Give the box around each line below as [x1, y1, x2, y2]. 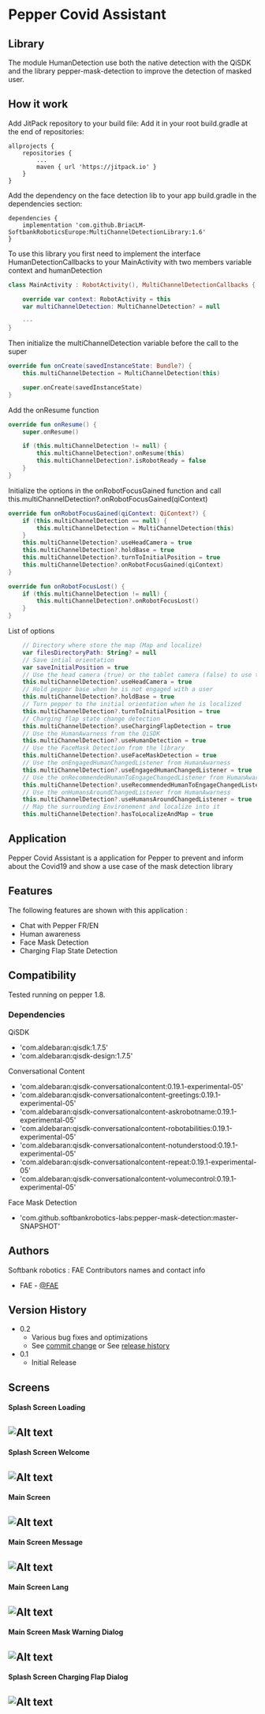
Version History [8, 1303, 87, 1317]
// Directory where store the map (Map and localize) [22, 641, 203, 649]
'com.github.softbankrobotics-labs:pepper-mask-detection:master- [19, 1212, 239, 1222]
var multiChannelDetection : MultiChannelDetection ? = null [22, 303, 221, 310]
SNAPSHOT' [19, 1221, 61, 1231]
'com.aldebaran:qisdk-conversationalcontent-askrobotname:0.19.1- [19, 1107, 237, 1116]
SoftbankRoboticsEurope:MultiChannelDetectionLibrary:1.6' [8, 227, 207, 236]
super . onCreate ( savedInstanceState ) [22, 383, 144, 392]
